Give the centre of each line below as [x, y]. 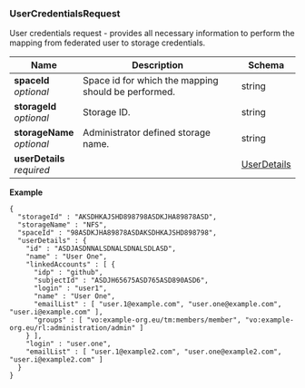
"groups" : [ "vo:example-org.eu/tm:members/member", [138, 320]
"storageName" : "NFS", [62, 225]
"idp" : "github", [68, 273]
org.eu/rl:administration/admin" [73, 328]
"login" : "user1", [70, 288]
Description [157, 65]
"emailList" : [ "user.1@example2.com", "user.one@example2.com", [154, 352]
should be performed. [129, 92]
